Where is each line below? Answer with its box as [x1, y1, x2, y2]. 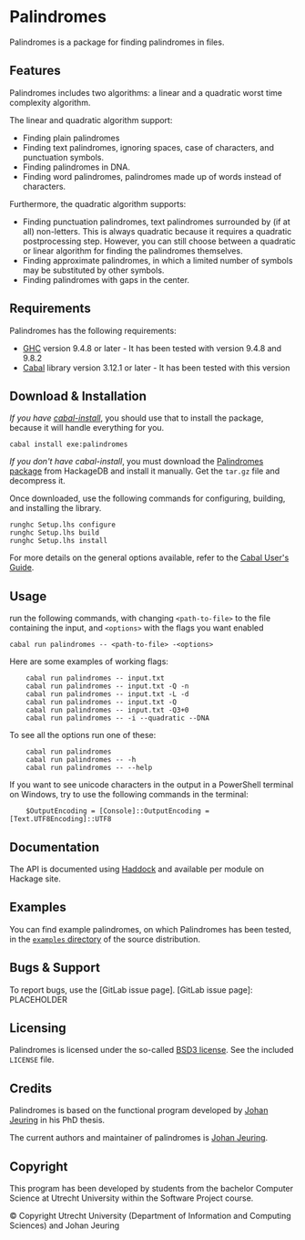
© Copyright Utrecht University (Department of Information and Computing [9, 1211, 291, 1222]
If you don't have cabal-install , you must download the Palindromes [9, 456, 264, 467]
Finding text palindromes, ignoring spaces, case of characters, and [22, 141, 275, 152]
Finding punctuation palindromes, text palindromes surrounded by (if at [22, 216, 290, 227]
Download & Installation [9, 388, 147, 403]
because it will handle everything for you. [9, 422, 165, 433]
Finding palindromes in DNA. [22, 162, 130, 172]
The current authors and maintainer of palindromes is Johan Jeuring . [9, 1132, 269, 1143]
